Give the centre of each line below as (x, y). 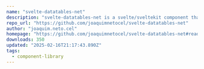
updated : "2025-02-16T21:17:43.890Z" (54, 46)
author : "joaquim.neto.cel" (42, 28)
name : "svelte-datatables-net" (46, 12)
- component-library (38, 56)
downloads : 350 (25, 40)
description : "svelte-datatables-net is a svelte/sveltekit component (97, 17)
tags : (13, 51)
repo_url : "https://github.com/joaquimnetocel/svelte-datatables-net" (97, 23)
